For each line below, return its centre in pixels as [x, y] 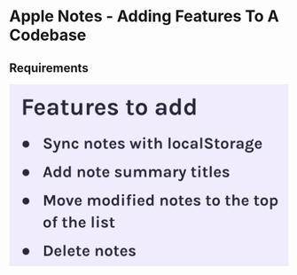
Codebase [48, 35]
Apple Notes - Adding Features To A [144, 16]
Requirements [49, 68]
